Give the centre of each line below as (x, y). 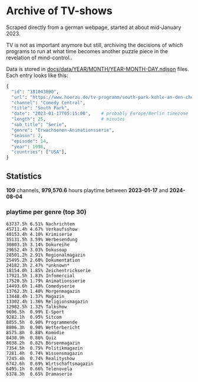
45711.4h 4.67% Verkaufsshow (42, 229)
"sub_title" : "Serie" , (39, 125)
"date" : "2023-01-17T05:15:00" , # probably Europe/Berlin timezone (100, 114)
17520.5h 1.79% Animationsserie (46, 281)
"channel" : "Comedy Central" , (48, 103)
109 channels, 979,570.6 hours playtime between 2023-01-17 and (87, 190)
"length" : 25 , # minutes (68, 119)
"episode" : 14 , (30, 141)
